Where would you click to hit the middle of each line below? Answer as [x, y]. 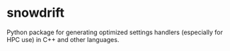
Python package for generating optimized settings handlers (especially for [115, 32]
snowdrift [36, 13]
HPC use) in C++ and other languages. [63, 39]
